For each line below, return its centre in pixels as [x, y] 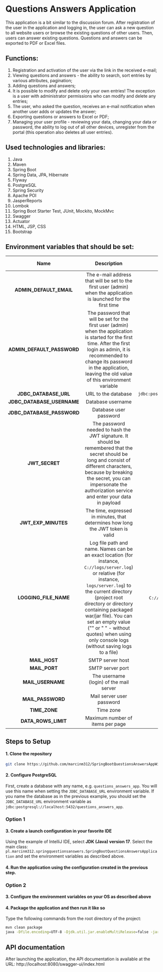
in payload [109, 503]
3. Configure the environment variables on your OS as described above [78, 897]
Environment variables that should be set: [70, 247]
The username [109, 676]
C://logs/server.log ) [109, 567]
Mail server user [109, 696]
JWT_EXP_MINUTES [44, 523]
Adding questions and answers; [44, 86]
